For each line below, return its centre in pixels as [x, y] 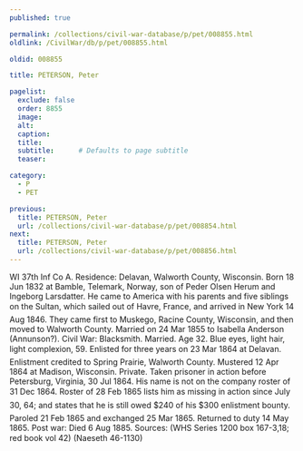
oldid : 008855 [36, 59]
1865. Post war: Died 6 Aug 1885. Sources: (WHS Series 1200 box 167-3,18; [150, 427]
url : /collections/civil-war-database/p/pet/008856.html [127, 251]
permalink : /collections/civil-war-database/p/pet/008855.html [132, 34]
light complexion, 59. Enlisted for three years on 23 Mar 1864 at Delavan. [146, 348]
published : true [40, 18]
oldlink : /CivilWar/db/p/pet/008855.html [89, 43]
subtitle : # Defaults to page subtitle [103, 151]
